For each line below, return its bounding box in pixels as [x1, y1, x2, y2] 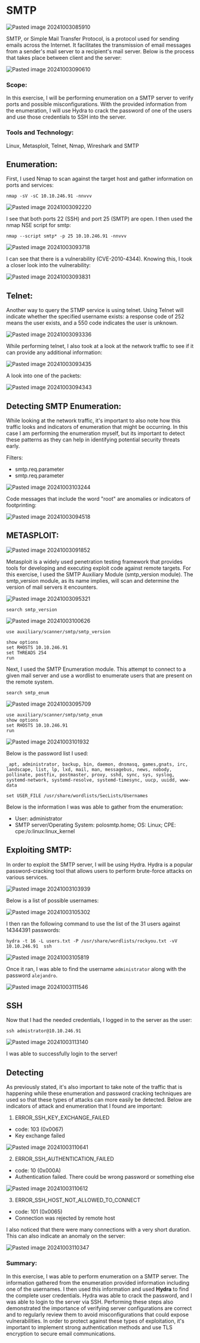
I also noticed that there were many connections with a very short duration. [6, 1226, 191, 1233]
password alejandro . [6, 972, 58, 979]
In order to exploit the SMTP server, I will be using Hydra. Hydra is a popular [6, 861, 193, 868]
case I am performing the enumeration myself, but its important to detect [6, 429, 185, 437]
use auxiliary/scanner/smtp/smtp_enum [6, 712, 103, 718]
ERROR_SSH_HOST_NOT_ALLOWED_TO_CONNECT [14, 1196, 141, 1204]
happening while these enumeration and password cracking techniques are [6, 1090, 192, 1097]
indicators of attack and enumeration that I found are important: [6, 1103, 163, 1110]
